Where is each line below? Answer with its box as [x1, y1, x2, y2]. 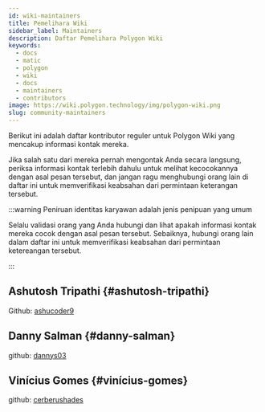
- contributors [15, 94, 67, 102]
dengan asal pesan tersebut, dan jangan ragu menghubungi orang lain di [8, 172, 249, 182]
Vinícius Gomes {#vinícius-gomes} [8, 374, 189, 388]
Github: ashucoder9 [8, 306, 75, 316]
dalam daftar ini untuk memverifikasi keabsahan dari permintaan [8, 238, 221, 247]
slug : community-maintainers [8, 109, 106, 117]
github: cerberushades [8, 395, 84, 405]
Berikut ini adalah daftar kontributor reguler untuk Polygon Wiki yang [8, 131, 235, 141]
